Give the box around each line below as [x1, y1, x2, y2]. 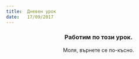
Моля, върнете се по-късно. [63, 46, 134, 53]
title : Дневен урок [6, 8, 57, 15]
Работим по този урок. [64, 33, 133, 41]
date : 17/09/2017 [6, 14, 54, 20]
